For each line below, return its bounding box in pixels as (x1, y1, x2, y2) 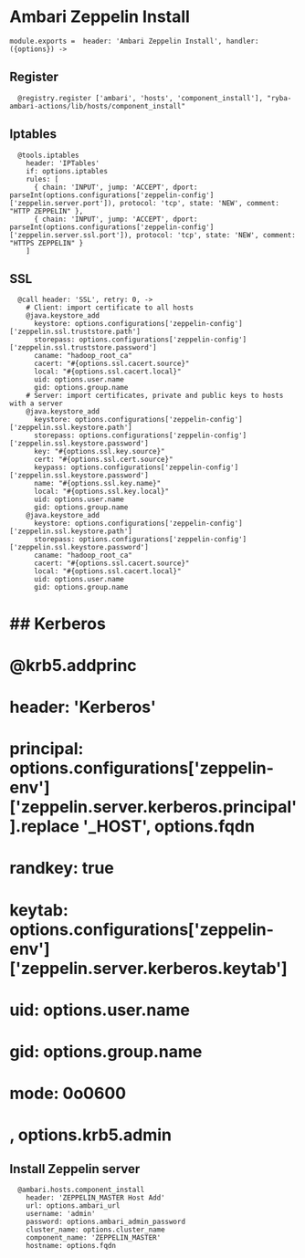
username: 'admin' (26, 1210, 96, 1219)
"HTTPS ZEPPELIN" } (9, 238, 84, 247)
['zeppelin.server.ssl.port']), (9, 230, 132, 239)
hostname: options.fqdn (26, 1242, 117, 1251)
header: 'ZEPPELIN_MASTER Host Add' (26, 1193, 166, 1202)
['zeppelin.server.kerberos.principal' (9, 797, 298, 818)
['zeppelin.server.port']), (9, 198, 117, 207)
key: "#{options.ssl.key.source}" (33, 447, 166, 456)
